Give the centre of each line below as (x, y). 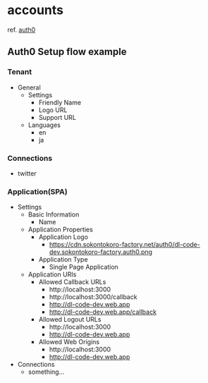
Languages (44, 125)
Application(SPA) (38, 191)
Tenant (20, 72)
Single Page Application (84, 267)
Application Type (63, 260)
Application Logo (63, 237)
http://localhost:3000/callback (93, 297)
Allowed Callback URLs (72, 282)
